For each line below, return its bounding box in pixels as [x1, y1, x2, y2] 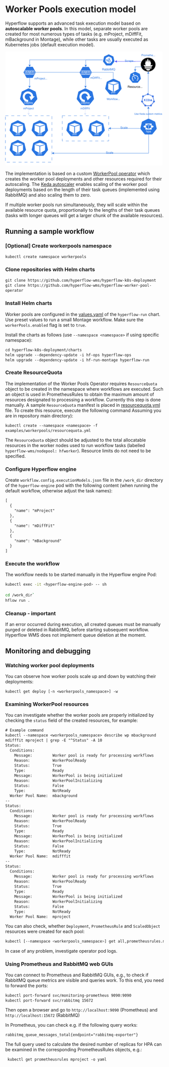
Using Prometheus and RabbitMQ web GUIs [5, 961, 114, 968]
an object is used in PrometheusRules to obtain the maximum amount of [5, 391, 154, 397]
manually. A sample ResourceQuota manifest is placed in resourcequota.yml [5, 402, 160, 408]
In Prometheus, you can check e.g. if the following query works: [5, 1022, 138, 1028]
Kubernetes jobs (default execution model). [5, 41, 95, 47]
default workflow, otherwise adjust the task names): [5, 488, 113, 494]
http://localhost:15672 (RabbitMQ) [5, 1012, 80, 1019]
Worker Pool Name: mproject [10, 914, 71, 919]
